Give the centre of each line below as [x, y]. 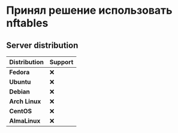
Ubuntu [20, 82]
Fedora [19, 72]
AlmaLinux [25, 121]
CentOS [20, 111]
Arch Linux [25, 101]
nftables [27, 23]
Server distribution [42, 45]
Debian [19, 92]
